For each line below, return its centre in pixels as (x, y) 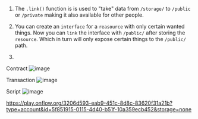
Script (13, 91)
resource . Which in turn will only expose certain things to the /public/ (100, 39)
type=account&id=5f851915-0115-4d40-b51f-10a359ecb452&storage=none (99, 109)
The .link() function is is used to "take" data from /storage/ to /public (103, 9)
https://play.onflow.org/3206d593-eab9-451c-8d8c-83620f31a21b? (89, 103)
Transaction (21, 80)
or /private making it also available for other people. (79, 15)
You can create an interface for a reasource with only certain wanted (100, 26)
